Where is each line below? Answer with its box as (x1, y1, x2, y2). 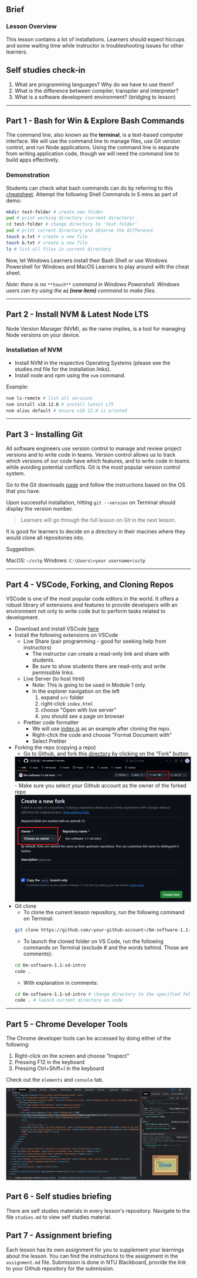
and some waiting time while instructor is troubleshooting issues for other (6, 42, 184, 49)
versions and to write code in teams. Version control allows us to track (6, 451, 176, 458)
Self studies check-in (6, 65, 86, 75)
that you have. (6, 488, 41, 495)
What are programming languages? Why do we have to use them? (14, 80, 174, 88)
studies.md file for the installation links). (14, 365, 111, 373)
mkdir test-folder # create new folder (6, 209, 104, 215)
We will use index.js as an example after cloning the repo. (32, 725, 171, 732)
